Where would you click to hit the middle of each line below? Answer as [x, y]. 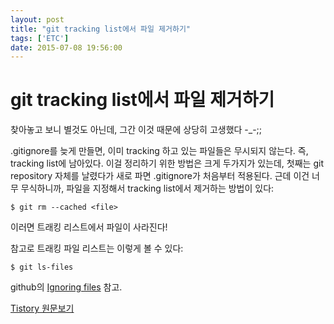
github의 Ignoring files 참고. [66, 287]
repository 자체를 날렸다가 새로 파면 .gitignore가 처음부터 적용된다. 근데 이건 [160, 176]
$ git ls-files [42, 267]
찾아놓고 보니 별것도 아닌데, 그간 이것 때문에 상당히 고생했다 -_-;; [136, 130]
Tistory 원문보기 [42, 308]
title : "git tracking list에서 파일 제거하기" [100, 29]
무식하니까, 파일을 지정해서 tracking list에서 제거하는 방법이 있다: [147, 188]
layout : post [37, 19]
